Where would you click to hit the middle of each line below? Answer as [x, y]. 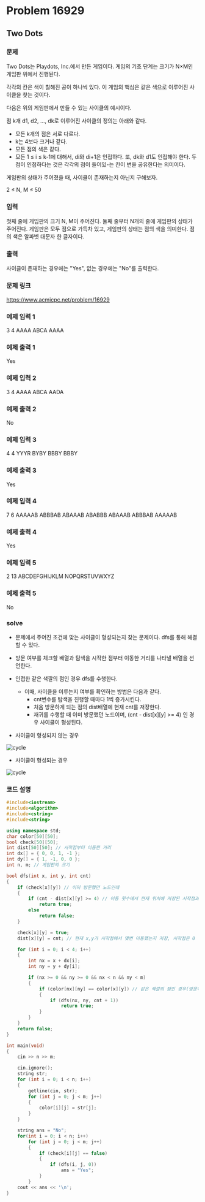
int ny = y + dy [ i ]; [54, 967]
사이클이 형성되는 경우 [41, 760]
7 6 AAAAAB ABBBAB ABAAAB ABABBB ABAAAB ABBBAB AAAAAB [92, 515]
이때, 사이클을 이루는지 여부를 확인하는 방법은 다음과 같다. [93, 692]
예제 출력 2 [21, 409]
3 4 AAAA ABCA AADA [35, 392]
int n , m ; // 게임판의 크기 [38, 865]
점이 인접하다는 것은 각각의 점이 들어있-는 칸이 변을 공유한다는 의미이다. [100, 164]
